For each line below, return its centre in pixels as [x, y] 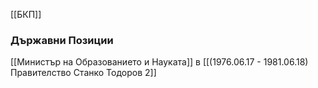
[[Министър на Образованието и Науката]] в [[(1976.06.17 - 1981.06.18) [159, 62]
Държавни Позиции [62, 40]
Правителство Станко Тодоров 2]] [83, 73]
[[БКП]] [26, 14]
